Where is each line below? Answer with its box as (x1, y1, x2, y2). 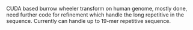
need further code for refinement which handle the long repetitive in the (6, 11, 185, 18)
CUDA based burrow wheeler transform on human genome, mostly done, (6, 5, 188, 12)
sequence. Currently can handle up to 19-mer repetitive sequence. (6, 18, 171, 24)
